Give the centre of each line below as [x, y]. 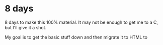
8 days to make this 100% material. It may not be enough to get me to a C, [81, 22]
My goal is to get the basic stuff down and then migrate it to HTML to [76, 37]
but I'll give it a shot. [26, 27]
